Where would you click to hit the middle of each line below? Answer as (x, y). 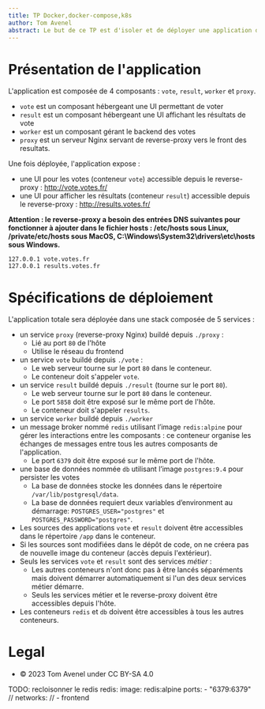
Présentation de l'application (105, 69)
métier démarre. (58, 586)
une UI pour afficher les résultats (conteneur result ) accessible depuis (135, 196)
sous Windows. (34, 245)
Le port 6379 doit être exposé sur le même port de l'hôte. (123, 461)
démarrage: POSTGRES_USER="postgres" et (98, 511)
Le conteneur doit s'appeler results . (91, 410)
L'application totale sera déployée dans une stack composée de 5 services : (131, 319)
